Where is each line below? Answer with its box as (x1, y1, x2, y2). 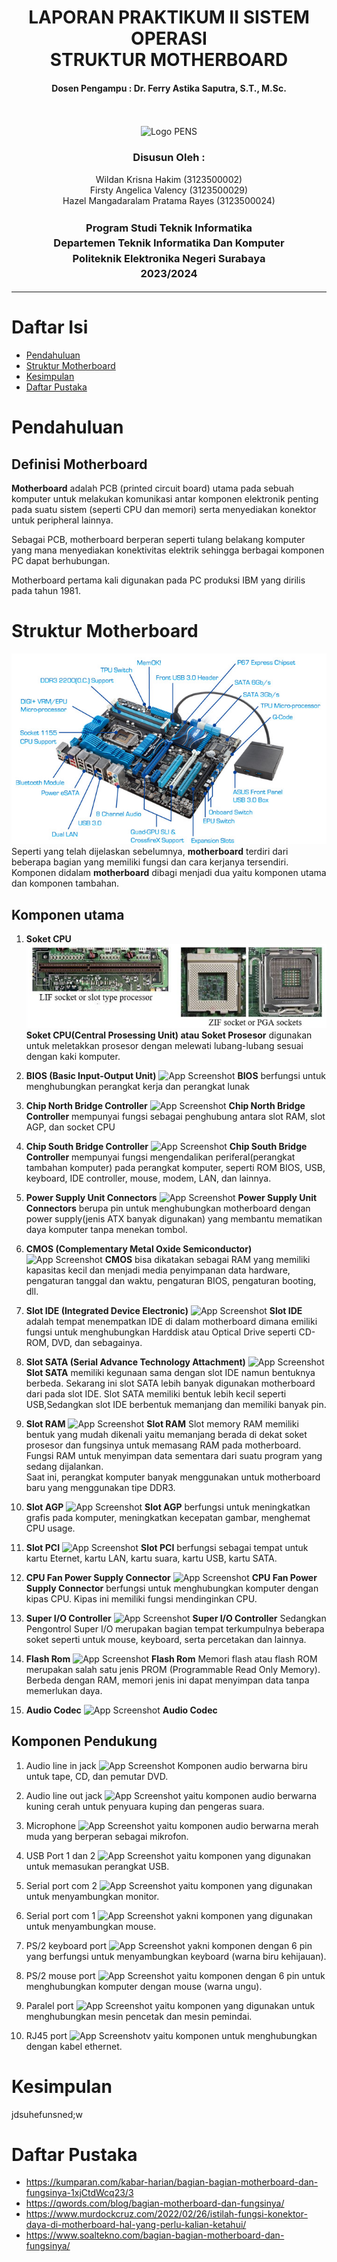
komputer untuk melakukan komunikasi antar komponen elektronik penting (11, 493, 319, 505)
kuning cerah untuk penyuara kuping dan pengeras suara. (25, 1800, 265, 1812)
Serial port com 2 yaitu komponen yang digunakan (25, 1879, 313, 1891)
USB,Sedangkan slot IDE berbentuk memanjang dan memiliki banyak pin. (25, 1398, 327, 1410)
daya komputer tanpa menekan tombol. (25, 1223, 188, 1235)
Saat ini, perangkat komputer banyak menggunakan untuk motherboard (25, 1471, 321, 1483)
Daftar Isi (11, 316, 89, 339)
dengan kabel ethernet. (25, 2040, 123, 2052)
